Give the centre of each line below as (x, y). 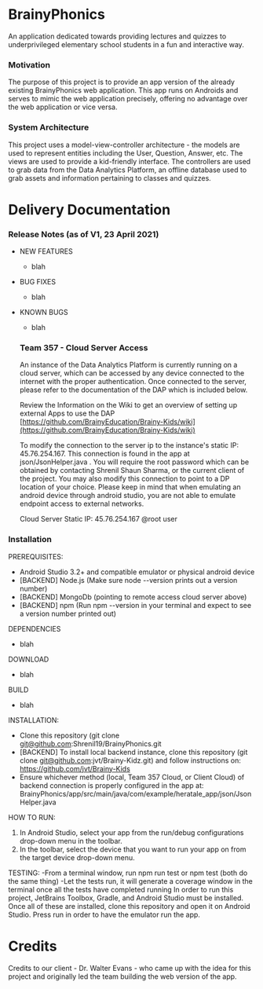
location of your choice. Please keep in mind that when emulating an (130, 487)
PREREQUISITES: (36, 556)
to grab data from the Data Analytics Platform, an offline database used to (128, 170)
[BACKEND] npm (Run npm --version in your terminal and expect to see (135, 605)
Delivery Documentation (89, 209)
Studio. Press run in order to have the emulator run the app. (104, 914)
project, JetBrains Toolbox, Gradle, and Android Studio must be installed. (126, 898)
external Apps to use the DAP (67, 413)
